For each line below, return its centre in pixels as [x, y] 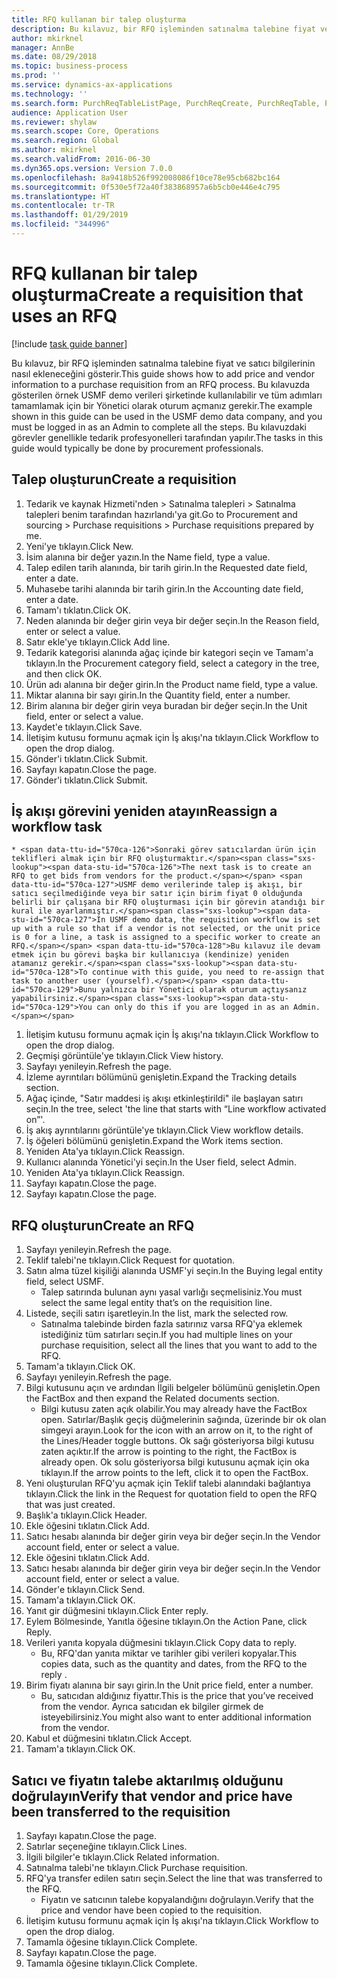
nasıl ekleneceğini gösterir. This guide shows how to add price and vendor [163, 373]
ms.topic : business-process [70, 66]
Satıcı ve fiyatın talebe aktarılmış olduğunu [147, 1780]
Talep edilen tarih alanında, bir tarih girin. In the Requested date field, [166, 567]
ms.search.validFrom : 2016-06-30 [81, 159]
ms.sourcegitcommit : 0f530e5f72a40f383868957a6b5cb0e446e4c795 [146, 187]
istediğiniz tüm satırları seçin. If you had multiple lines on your [166, 1335]
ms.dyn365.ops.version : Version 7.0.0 [92, 168]
